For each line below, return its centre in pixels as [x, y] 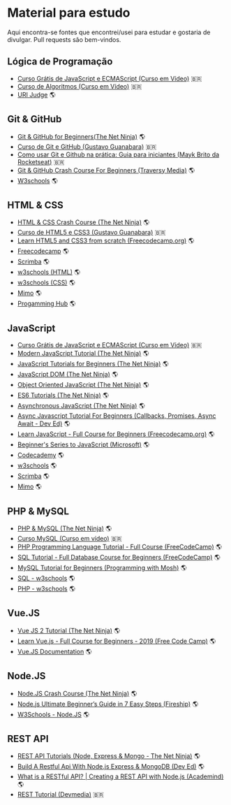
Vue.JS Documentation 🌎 [54, 651]
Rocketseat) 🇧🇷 [41, 161]
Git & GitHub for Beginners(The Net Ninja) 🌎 [81, 136]
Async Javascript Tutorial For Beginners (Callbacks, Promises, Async [117, 416]
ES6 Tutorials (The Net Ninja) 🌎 [63, 396]
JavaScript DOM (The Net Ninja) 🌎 [68, 375]
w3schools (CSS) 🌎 [46, 283]
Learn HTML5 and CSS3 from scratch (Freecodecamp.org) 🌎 [106, 241]
